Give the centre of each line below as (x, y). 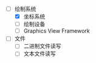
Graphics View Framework (57, 31)
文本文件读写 (39, 54)
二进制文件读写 (42, 46)
